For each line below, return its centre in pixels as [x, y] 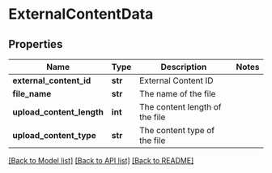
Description [184, 67]
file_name [32, 94]
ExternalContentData [81, 14]
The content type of [177, 130]
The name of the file [177, 94]
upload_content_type [54, 135]
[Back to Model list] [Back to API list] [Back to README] [101, 160]
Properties [36, 44]
